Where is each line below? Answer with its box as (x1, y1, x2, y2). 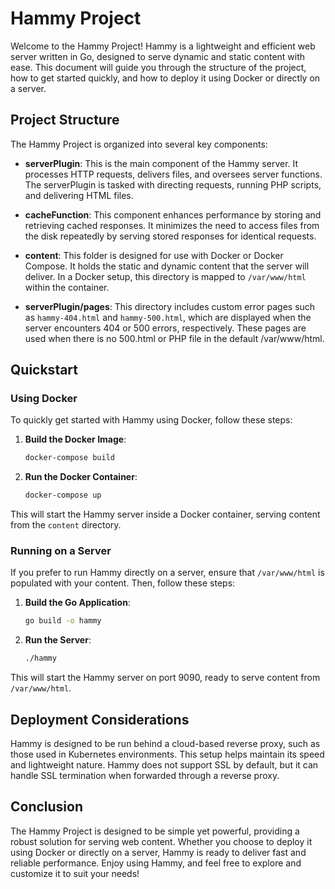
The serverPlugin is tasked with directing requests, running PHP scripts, (24, 178, 322, 191)
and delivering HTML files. (24, 189, 134, 201)
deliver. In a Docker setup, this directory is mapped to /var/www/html (24, 270, 307, 282)
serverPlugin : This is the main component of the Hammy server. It (24, 157, 299, 169)
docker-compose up (24, 490, 102, 501)
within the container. (24, 281, 110, 293)
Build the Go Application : (24, 597, 131, 609)
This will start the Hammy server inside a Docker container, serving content (10, 508, 321, 521)
